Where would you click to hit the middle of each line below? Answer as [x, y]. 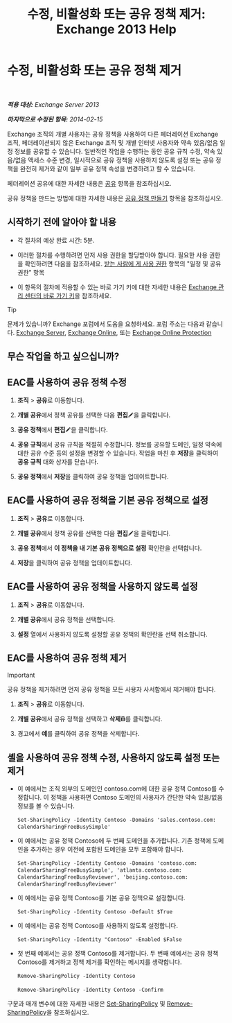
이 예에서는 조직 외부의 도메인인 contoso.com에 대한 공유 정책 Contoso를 [117, 789]
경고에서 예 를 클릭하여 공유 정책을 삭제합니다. [78, 734]
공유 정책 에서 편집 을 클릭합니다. [63, 429]
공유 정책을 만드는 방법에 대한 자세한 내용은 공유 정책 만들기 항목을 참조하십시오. [115, 198]
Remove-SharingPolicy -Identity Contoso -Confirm [90, 990]
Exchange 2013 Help [116, 29]
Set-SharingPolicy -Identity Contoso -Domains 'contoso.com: [107, 863]
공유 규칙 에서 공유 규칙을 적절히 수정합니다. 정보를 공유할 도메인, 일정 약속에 [119, 444]
